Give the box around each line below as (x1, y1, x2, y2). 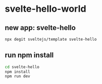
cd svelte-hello (5, 64, 39, 69)
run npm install (5, 51, 54, 60)
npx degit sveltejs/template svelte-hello (5, 37, 97, 42)
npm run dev (5, 74, 30, 79)
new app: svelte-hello (5, 23, 76, 32)
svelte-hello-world (5, 3, 87, 15)
